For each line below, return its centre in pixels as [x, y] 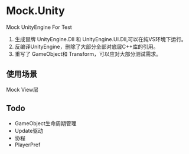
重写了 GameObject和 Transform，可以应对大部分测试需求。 [88, 53]
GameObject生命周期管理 [45, 123]
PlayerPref [27, 145]
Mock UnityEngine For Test [39, 27]
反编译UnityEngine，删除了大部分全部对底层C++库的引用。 [87, 46]
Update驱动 [29, 130]
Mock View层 [22, 89]
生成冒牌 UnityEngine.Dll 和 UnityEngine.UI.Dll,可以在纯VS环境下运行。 [101, 39]
